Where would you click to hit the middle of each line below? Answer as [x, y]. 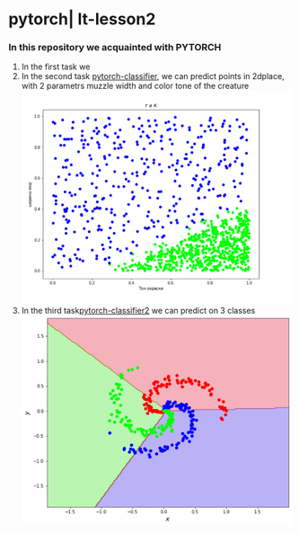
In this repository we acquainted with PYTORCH [115, 48]
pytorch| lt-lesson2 [82, 19]
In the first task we [56, 67]
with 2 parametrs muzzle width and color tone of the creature [135, 86]
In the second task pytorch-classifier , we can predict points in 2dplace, [153, 76]
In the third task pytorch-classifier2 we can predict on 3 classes [138, 311]
